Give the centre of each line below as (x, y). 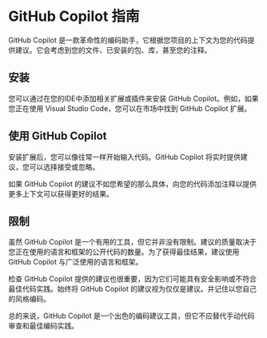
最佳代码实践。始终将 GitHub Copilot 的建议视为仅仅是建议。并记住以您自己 (133, 289)
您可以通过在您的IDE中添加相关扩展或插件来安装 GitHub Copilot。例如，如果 (133, 98)
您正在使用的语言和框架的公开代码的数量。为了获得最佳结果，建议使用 (124, 252)
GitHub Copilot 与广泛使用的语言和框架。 (76, 262)
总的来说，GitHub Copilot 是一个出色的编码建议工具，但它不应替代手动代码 (132, 316)
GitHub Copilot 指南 (74, 16)
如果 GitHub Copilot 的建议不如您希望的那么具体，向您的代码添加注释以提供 (133, 184)
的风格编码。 (29, 299)
